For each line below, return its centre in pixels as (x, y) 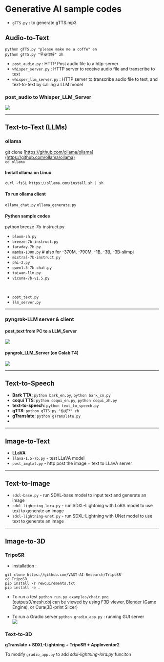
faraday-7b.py (26, 247)
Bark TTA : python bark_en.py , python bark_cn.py (61, 395)
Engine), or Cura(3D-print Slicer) (45, 607)
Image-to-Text (28, 441)
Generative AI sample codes (63, 9)
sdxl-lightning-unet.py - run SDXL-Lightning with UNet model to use (82, 516)
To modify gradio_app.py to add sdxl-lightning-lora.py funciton (68, 654)
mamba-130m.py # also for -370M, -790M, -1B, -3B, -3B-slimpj (73, 252)
